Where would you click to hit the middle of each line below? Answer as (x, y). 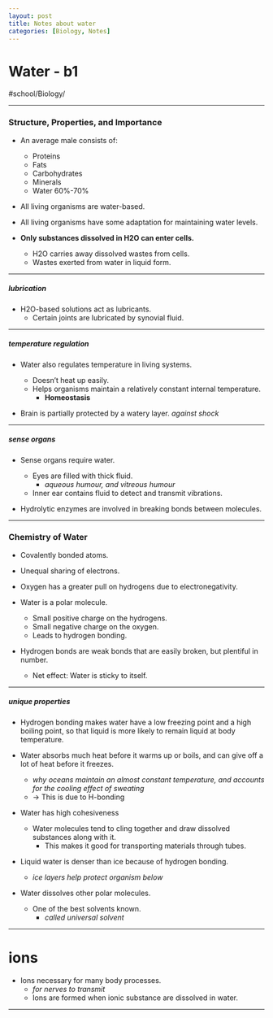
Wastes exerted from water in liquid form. (102, 262)
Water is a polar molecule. (64, 602)
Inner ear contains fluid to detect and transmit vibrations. (128, 493)
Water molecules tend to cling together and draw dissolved (131, 828)
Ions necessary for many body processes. (91, 980)
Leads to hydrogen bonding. (80, 635)
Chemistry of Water (48, 537)
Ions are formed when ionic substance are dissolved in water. (135, 998)
